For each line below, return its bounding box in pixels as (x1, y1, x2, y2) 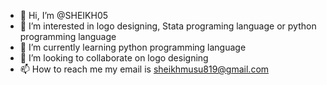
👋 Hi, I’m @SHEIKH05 (19, 10, 109, 21)
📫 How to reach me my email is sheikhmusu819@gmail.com (19, 63, 270, 75)
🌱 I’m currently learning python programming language (19, 41, 247, 53)
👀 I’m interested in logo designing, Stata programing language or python (19, 20, 317, 32)
